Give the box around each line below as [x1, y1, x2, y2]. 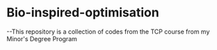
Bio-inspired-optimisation [6, 5, 159, 21]
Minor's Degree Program [6, 34, 78, 42]
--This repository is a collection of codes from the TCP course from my [6, 27, 210, 36]
